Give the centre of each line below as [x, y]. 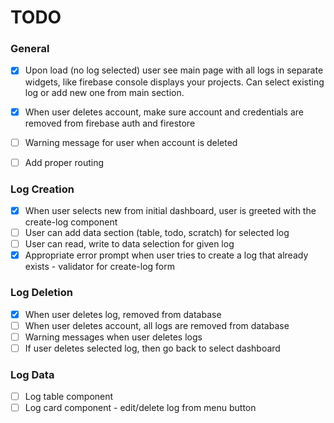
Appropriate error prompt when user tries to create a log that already [166, 255]
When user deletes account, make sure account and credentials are [164, 112]
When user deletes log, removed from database [123, 314]
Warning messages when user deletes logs [113, 337]
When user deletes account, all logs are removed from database [157, 325]
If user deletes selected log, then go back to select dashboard [152, 348]
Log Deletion [41, 293]
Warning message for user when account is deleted [131, 142]
